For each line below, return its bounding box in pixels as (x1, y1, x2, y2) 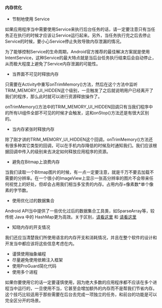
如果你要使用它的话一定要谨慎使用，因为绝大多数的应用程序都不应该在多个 (5, 279, 153, 285)
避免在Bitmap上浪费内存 (12, 159, 60, 165)
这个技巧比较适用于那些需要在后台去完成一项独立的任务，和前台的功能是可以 (5, 292, 157, 297)
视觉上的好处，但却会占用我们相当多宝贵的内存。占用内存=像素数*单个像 (9, 182, 154, 187)
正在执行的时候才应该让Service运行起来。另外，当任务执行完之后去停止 (9, 32, 151, 38)
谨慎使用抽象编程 (12, 251, 46, 257)
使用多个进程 (12, 269, 38, 275)
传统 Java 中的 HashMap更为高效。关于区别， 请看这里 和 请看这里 (5, 214, 137, 220)
